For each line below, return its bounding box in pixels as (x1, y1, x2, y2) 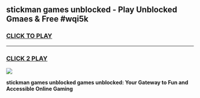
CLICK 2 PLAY (6, 54, 48, 62)
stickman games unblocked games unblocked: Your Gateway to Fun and (6, 78, 189, 86)
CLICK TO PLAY (6, 32, 52, 40)
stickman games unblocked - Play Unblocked (6, 5, 177, 15)
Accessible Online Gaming (6, 85, 73, 92)
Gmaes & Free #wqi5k (6, 14, 89, 24)
